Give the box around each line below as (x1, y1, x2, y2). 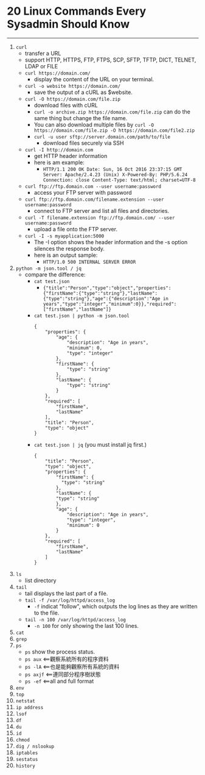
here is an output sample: (33, 251, 98, 259)
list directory (24, 577, 57, 584)
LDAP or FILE (24, 62, 58, 70)
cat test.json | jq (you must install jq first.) (33, 441, 147, 448)
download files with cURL (33, 101, 98, 109)
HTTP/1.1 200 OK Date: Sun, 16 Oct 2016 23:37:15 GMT (43, 166, 182, 172)
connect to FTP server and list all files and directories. (33, 207, 170, 214)
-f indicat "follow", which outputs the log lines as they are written (33, 602, 198, 610)
